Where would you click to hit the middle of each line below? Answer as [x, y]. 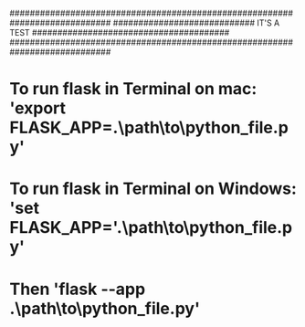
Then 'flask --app [78, 289]
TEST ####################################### [120, 32]
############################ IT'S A [196, 23]
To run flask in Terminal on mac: [133, 89]
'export [38, 108]
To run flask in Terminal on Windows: [153, 189]
